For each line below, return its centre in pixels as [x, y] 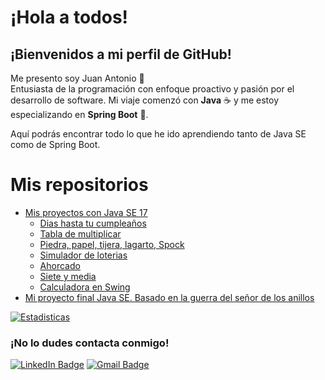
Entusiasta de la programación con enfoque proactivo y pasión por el [152, 89]
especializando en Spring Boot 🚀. [79, 114]
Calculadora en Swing [85, 287]
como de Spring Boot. [55, 144]
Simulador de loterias [83, 255]
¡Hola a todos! [69, 17]
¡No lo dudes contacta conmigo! [90, 343]
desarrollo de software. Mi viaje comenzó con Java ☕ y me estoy [145, 100]
